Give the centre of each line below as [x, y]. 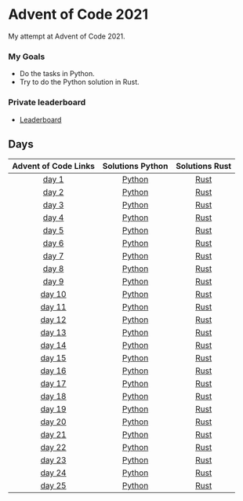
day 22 [53, 448]
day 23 [53, 460]
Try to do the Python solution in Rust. [79, 82]
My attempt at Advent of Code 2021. [67, 36]
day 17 [53, 384]
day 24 [53, 473]
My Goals [27, 57]
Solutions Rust [204, 166]
